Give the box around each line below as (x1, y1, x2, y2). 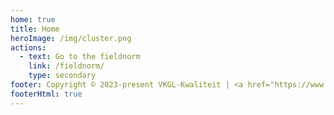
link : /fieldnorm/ (28, 61, 105, 71)
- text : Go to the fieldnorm (19, 52, 141, 62)
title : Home (10, 24, 60, 34)
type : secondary (28, 71, 97, 81)
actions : (10, 42, 47, 53)
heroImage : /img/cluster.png (10, 33, 132, 43)
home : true (10, 14, 56, 25)
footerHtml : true (10, 89, 83, 99)
